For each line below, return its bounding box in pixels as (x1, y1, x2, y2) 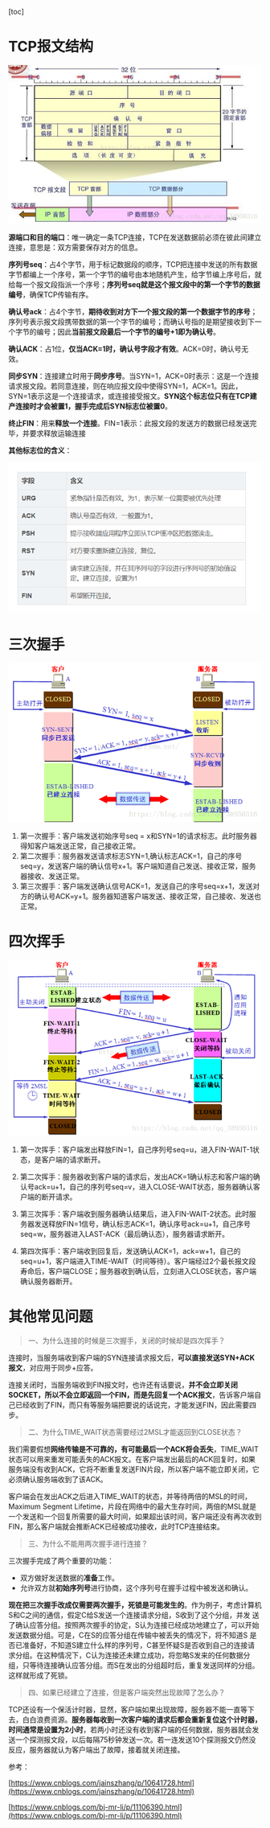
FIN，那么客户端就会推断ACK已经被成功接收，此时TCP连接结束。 (8, 1522, 225, 1531)
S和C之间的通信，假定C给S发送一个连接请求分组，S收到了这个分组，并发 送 (8, 1610, 260, 1620)
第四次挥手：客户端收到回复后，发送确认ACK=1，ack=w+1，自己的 (19, 1246, 241, 1255)
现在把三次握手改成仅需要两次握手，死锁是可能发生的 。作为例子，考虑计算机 (8, 1600, 262, 1609)
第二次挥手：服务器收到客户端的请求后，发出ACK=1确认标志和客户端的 (19, 1172, 254, 1181)
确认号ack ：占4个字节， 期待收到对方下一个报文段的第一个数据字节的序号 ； (8, 307, 258, 317)
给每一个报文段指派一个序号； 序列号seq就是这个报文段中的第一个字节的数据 (8, 280, 261, 290)
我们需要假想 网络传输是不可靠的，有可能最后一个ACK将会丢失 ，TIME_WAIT (8, 1444, 259, 1454)
